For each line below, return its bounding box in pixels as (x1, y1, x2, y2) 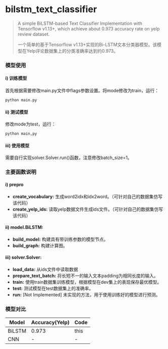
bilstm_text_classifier (5, 4, 97, 15)
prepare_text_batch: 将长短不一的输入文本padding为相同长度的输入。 (12, 273, 159, 279)
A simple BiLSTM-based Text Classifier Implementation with (17, 20, 143, 26)
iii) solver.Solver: (5, 254, 42, 260)
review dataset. (17, 31, 50, 37)
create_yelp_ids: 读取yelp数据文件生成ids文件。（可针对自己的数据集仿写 (12, 206, 163, 212)
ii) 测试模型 (5, 109, 29, 115)
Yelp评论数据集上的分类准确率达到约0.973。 (26, 48, 119, 54)
